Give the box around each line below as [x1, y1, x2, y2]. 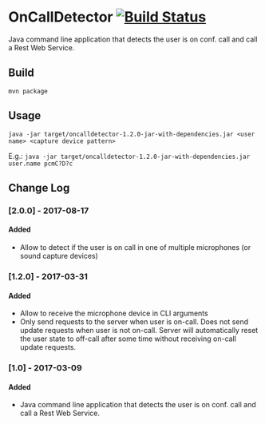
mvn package [8, 87, 48, 95]
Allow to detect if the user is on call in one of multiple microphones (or [19, 243, 251, 252]
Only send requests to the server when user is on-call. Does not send [19, 317, 249, 327]
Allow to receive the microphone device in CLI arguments [19, 308, 209, 319]
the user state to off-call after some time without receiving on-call [19, 334, 237, 343]
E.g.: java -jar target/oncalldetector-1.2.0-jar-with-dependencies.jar [8, 151, 251, 160]
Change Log [8, 180, 70, 195]
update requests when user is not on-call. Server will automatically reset [19, 326, 259, 335]
